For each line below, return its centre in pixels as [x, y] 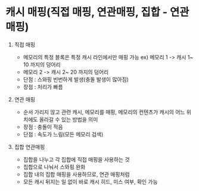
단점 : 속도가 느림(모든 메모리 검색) [63, 134]
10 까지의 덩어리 [42, 64]
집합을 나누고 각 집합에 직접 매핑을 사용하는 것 [76, 159]
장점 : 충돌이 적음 [43, 127]
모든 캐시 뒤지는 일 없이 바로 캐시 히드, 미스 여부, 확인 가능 [91, 182]
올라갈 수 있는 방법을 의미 [69, 119]
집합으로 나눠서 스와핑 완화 [54, 167]
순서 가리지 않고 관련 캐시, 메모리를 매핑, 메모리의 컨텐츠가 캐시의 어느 [104, 112]
